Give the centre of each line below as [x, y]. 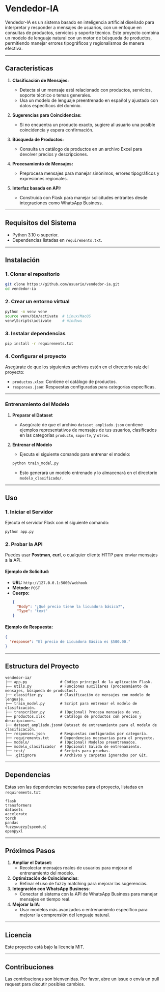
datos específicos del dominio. [51, 105]
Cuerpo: [21, 593]
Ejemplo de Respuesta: [29, 627]
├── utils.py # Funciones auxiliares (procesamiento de [77, 686]
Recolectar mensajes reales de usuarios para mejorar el [76, 868]
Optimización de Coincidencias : [45, 878]
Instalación [23, 260]
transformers [18, 805]
